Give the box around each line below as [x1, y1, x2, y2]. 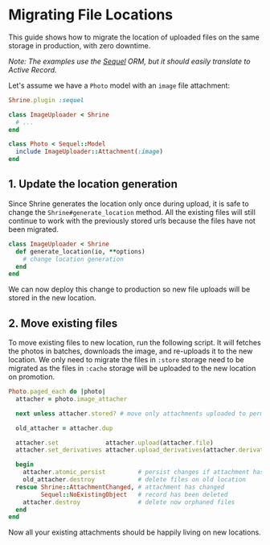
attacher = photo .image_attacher [15, 394, 128, 403]
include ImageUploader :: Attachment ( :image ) [15, 147, 163, 156]
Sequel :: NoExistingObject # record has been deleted [40, 490, 228, 498]
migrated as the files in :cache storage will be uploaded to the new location [8, 364, 256, 374]
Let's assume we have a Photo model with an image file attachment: [8, 81, 231, 90]
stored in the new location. [8, 293, 96, 303]
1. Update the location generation [8, 177, 178, 191]
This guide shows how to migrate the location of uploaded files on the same [8, 32, 260, 42]
